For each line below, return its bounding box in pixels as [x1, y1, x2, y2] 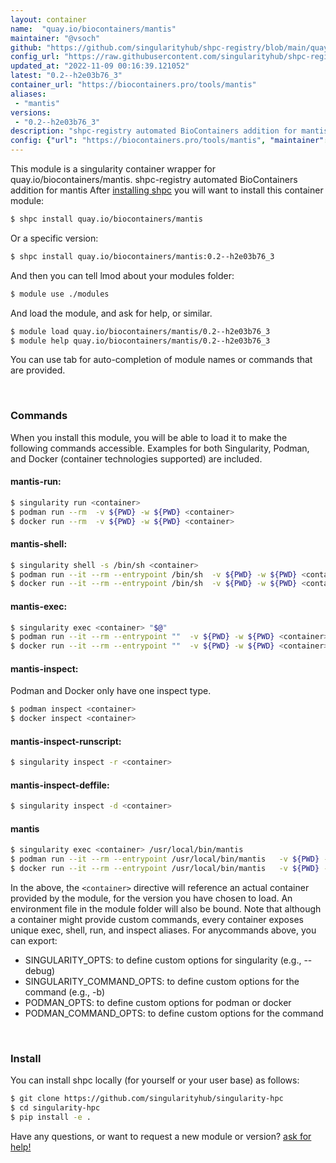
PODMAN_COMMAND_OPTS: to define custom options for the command [24, 1007, 324, 1020]
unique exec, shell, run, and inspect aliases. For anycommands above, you [10, 924, 317, 936]
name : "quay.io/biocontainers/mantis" [10, 24, 177, 34]
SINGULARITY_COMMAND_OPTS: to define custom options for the [24, 976, 300, 988]
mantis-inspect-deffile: [10, 779, 110, 791]
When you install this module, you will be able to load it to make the [10, 431, 288, 443]
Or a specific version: [10, 232, 99, 244]
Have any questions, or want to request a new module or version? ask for [10, 1131, 312, 1143]
